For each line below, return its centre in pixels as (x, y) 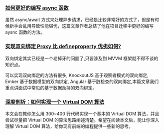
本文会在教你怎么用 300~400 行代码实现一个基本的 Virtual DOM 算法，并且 (82, 113)
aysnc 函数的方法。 (25, 32)
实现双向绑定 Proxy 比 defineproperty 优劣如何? (63, 46)
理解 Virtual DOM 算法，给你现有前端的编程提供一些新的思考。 (69, 126)
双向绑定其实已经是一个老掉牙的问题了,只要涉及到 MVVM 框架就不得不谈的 (82, 58)
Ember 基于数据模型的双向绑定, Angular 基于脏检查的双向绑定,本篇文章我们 (82, 81)
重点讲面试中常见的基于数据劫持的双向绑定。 (51, 87)
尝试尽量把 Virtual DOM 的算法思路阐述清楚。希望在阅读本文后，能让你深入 (82, 120)
